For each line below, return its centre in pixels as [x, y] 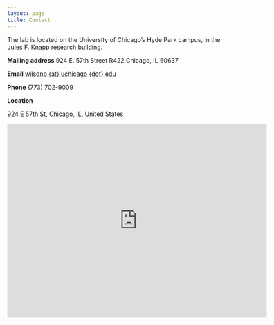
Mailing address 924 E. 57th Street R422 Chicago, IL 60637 [93, 60]
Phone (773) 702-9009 [40, 87]
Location [20, 100]
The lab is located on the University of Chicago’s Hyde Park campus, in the [114, 39]
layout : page [26, 13]
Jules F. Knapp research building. [55, 47]
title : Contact [29, 20]
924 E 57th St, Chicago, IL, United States [65, 114]
